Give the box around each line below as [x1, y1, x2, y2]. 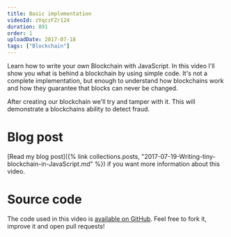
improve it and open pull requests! [7, 222, 105, 230]
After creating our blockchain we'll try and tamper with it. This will [7, 98, 196, 105]
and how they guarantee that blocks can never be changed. [7, 84, 179, 92]
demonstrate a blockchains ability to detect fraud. [7, 105, 150, 113]
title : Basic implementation [7, 10, 92, 17]
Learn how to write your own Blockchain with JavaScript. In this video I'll [7, 62, 215, 70]
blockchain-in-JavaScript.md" [7, 160, 94, 168]
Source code [7, 192, 82, 208]
